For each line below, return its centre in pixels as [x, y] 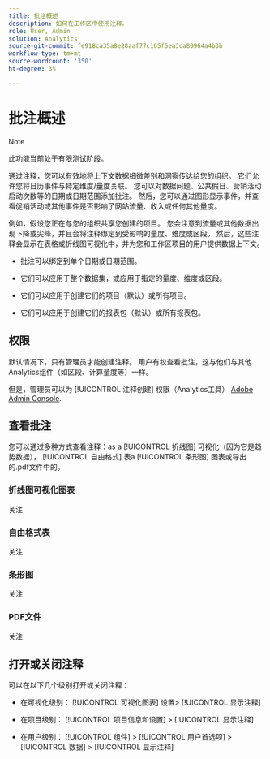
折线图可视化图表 [42, 490]
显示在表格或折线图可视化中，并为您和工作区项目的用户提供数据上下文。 [143, 244]
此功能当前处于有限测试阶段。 [58, 158]
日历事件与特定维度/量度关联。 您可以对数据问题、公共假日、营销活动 [146, 185]
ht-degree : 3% [32, 69]
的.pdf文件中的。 [36, 467]
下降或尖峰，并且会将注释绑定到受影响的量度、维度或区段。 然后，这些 [133, 233]
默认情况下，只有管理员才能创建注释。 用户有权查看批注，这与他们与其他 [130, 361]
